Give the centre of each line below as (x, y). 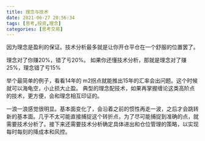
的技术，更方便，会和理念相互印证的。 (54, 96)
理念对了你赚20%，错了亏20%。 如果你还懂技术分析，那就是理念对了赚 (97, 60)
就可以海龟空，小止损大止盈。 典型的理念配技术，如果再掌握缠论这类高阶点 (101, 89)
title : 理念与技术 (27, 12)
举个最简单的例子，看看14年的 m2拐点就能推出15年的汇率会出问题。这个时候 (102, 81)
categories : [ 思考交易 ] (34, 29)
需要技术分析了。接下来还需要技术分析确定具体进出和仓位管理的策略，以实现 (103, 124)
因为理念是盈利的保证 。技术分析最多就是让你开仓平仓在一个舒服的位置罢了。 (103, 47)
